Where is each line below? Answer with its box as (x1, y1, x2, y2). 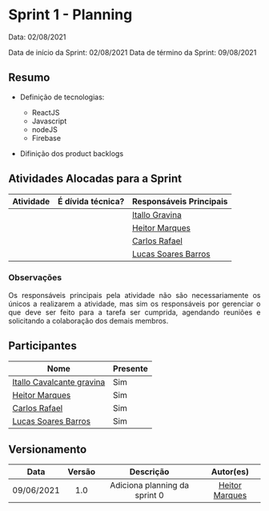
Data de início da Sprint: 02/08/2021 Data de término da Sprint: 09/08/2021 (8, 47, 257, 57)
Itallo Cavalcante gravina (12, 376, 106, 388)
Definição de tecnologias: (19, 92, 105, 102)
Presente (113, 363, 148, 374)
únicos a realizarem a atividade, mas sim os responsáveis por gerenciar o (8, 299, 261, 308)
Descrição (129, 466, 170, 477)
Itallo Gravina (131, 209, 182, 220)
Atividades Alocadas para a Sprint (8, 172, 183, 186)
